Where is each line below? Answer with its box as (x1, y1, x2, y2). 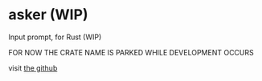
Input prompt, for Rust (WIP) (8, 32, 102, 42)
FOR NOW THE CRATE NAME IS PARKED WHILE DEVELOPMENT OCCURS (8, 47, 255, 57)
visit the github (8, 63, 58, 73)
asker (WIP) (8, 6, 88, 24)
